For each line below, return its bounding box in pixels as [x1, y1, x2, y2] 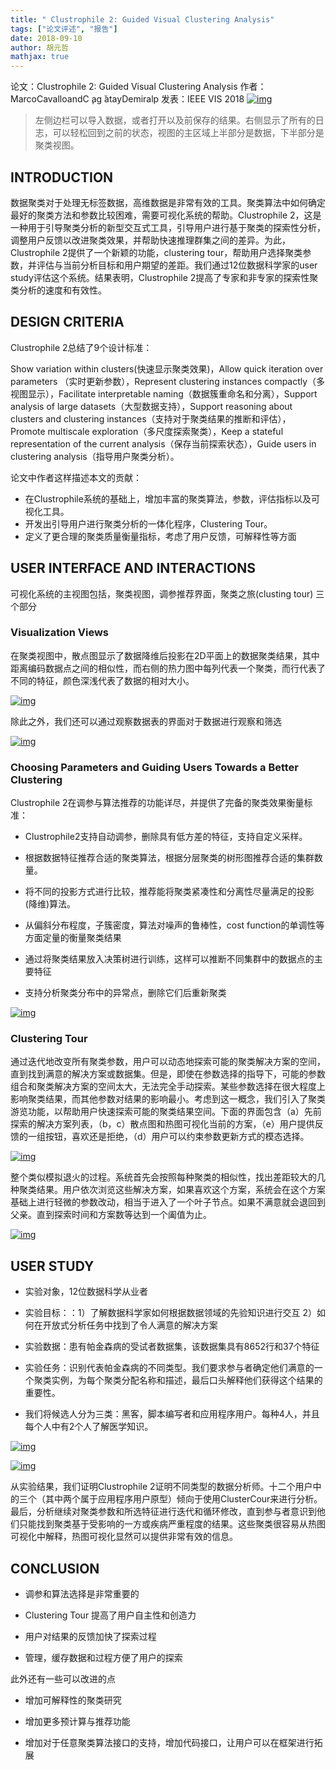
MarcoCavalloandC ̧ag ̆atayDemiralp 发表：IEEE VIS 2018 [10, 93, 245, 105]
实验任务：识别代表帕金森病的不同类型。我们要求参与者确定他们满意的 [24, 1362, 315, 1374]
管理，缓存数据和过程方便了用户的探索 [24, 1652, 183, 1664]
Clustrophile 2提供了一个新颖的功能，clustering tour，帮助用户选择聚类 [10, 246, 303, 258]
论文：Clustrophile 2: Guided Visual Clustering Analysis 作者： [10, 81, 267, 93]
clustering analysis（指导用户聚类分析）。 [10, 450, 180, 462]
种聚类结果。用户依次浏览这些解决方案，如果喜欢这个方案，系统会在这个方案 [10, 1184, 326, 1196]
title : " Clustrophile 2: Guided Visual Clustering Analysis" [10, 14, 275, 25]
